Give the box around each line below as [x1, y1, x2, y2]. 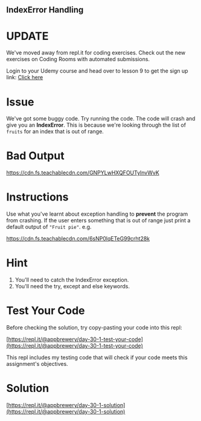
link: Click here [6, 74, 43, 81]
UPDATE [6, 29, 49, 43]
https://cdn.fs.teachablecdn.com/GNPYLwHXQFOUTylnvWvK [6, 169, 160, 176]
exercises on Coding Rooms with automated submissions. [6, 56, 150, 63]
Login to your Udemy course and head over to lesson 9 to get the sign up [6, 67, 188, 75]
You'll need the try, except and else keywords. [14, 283, 130, 290]
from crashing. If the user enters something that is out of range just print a [6, 217, 191, 224]
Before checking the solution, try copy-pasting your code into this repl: [6, 324, 182, 331]
